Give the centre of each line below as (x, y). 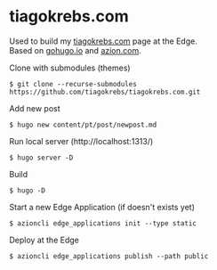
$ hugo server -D (41, 158)
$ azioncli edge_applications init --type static (103, 223)
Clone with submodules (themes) (70, 68)
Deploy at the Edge (44, 240)
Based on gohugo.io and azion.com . (76, 50)
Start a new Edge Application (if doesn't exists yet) (102, 207)
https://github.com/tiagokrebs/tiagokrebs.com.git (105, 92)
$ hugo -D (28, 190)
